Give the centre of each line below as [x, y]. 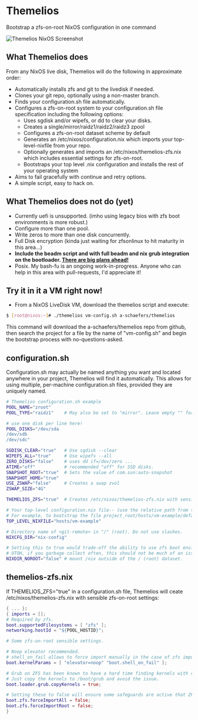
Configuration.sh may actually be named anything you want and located [93, 372]
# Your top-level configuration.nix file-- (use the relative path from [97, 510]
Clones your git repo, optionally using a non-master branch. [87, 95]
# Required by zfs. [30, 619]
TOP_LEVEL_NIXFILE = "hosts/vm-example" [54, 521]
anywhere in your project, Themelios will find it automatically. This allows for [99, 379]
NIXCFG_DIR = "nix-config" [37, 537]
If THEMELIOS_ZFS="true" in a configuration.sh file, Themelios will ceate [95, 591]
